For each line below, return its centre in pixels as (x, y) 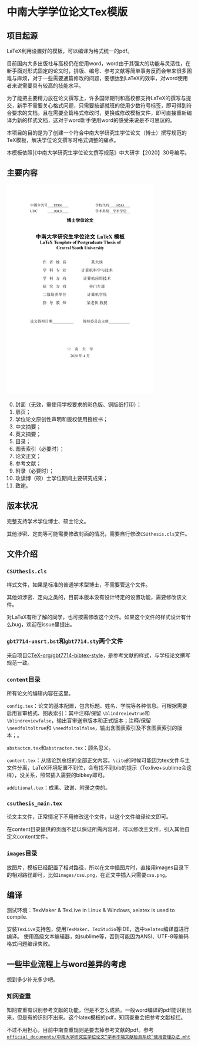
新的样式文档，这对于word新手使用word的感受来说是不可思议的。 (96, 120)
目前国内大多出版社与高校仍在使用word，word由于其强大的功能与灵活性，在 (99, 63)
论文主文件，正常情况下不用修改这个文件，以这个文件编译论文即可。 (89, 817)
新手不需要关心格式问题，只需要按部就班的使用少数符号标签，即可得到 (102, 105)
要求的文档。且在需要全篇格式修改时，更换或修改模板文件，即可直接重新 (99, 113)
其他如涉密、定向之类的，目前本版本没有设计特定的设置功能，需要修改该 (94, 597)
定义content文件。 (29, 837)
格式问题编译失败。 (30, 944)
